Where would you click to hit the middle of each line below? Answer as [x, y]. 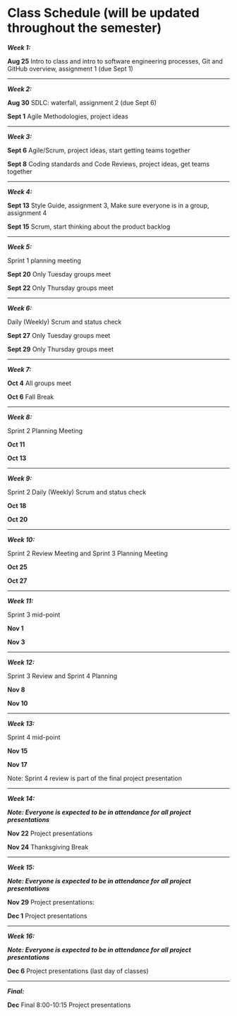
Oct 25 [17, 567]
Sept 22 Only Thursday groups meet [61, 288]
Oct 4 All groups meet [39, 383]
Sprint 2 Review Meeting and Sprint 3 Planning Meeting [87, 553]
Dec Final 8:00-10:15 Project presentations [69, 1005]
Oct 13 [17, 458]
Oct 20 [18, 519]
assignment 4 [27, 212]
